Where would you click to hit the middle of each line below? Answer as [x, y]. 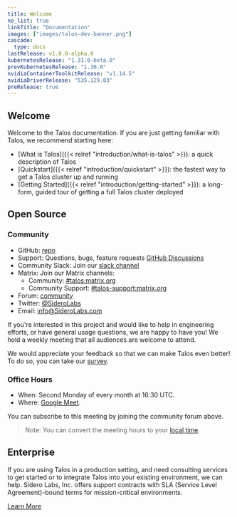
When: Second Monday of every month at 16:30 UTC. [96, 395]
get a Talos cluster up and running [68, 177]
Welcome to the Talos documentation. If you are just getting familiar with [114, 133]
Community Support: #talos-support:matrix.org [98, 288]
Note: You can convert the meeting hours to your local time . [112, 430]
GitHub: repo [36, 250]
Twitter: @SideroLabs [49, 303]
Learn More [25, 506]
